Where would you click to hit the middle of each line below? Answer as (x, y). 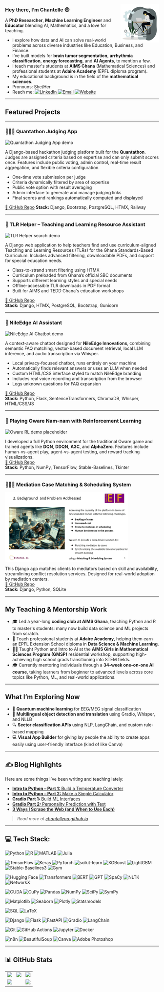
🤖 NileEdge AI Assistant (34, 323)
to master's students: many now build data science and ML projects (80, 628)
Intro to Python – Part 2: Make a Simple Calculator (63, 793)
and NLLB (22, 719)
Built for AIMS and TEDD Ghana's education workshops (68, 291)
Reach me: (23, 92)
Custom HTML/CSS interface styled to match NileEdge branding (77, 374)
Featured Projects (33, 112)
